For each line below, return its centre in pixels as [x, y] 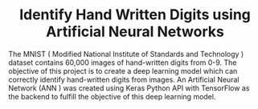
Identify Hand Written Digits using [135, 15]
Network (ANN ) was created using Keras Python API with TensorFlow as [129, 88]
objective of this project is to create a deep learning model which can [123, 71]
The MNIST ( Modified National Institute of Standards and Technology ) [126, 54]
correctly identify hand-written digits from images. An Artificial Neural [124, 79]
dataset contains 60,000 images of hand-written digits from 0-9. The [123, 63]
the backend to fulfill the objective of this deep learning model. [112, 96]
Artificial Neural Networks [135, 32]
